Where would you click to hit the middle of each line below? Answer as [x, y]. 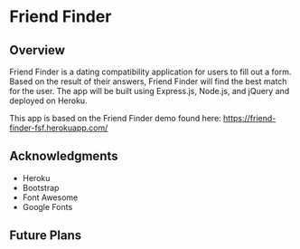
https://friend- [249, 118]
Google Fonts [47, 206]
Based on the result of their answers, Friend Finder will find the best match [148, 81]
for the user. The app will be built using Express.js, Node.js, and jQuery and [150, 91]
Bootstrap [41, 187]
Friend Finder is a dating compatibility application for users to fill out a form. [150, 72]
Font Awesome [50, 197]
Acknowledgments [64, 156]
